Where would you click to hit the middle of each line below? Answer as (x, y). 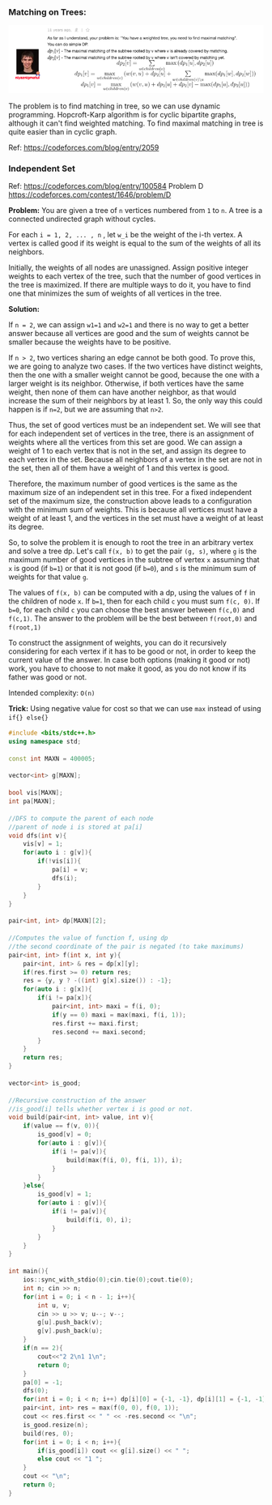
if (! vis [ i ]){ (59, 861)
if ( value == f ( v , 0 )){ (61, 1126)
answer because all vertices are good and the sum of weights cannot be (129, 334)
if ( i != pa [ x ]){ (65, 998)
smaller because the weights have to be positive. (90, 342)
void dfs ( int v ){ (38, 836)
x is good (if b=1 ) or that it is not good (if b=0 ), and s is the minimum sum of (132, 569)
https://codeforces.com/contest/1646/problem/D (90, 195)
